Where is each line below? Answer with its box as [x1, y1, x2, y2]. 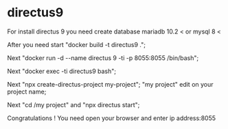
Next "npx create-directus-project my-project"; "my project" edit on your [7, 80, 214, 88]
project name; [7, 87, 47, 96]
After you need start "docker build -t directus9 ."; [7, 40, 146, 48]
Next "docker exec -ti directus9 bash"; [7, 67, 117, 75]
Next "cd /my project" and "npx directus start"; [7, 100, 140, 109]
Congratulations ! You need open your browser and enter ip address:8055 [7, 114, 216, 122]
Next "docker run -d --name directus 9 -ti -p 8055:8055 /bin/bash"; [7, 53, 199, 62]
